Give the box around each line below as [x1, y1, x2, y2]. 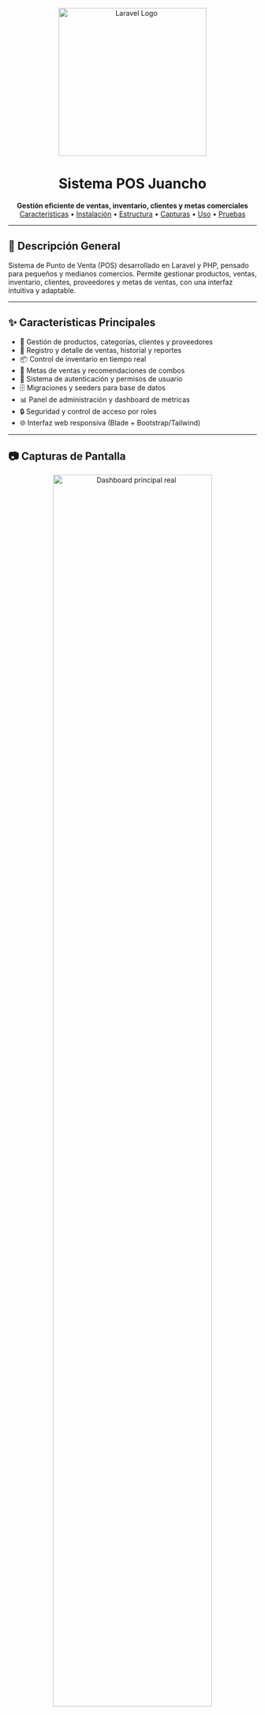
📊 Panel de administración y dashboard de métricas [19, 395, 191, 404]
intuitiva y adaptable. [8, 285, 77, 295]
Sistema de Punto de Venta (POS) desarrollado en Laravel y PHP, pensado [8, 261, 249, 270]
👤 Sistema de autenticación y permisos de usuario [19, 373, 183, 383]
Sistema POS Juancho [58, 175, 207, 193]
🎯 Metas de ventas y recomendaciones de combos [19, 366, 185, 375]
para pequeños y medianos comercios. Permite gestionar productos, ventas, [8, 268, 257, 278]
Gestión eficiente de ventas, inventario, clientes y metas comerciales [17, 201, 248, 210]
